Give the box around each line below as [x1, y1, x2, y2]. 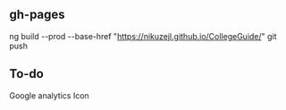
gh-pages [9, 7, 65, 22]
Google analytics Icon [9, 89, 89, 101]
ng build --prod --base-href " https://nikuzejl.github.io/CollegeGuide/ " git [9, 30, 277, 41]
